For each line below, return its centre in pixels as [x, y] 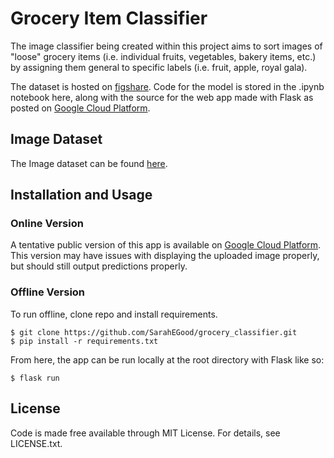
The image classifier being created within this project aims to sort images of [166, 46]
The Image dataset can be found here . [89, 163]
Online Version [47, 224]
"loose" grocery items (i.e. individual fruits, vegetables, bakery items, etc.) [163, 56]
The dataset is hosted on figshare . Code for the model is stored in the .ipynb [167, 86]
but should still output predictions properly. [99, 266]
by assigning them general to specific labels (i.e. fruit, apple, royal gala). [159, 67]
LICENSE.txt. [36, 443]
